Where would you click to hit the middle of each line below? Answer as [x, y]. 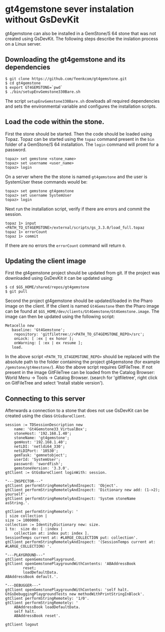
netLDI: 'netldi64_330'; [40, 447]
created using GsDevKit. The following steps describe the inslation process [82, 39]
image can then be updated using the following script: [60, 316]
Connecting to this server [45, 399]
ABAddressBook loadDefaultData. [47, 607]
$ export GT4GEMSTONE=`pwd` [34, 87]
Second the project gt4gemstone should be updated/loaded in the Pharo [79, 301]
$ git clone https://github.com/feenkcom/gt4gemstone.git [66, 79]
